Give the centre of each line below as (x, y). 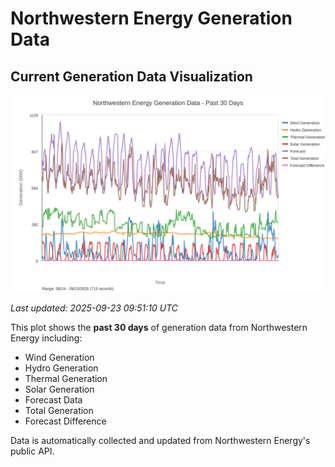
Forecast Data (53, 400)
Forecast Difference (65, 421)
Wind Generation (59, 357)
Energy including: (46, 338)
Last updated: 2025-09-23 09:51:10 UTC (94, 308)
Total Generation (59, 410)
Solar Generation (59, 389)
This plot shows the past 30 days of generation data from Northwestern (159, 327)
